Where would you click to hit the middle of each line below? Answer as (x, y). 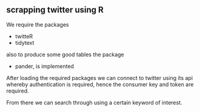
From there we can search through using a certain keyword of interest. (94, 102)
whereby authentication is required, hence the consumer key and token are (100, 84)
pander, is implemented (45, 66)
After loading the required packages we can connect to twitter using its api (99, 77)
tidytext (25, 42)
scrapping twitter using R (55, 10)
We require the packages (38, 24)
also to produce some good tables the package (65, 54)
